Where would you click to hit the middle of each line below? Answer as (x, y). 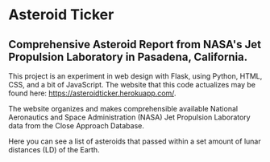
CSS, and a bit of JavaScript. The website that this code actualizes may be (132, 85)
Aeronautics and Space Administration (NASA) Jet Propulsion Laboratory (130, 117)
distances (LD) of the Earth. (54, 150)
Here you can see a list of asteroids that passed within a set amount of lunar (135, 141)
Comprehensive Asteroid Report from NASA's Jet (135, 45)
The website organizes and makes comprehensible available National (123, 109)
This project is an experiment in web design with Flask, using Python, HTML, (135, 76)
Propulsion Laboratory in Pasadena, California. (128, 57)
